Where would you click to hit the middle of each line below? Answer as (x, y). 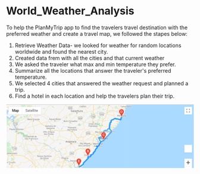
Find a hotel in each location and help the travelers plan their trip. (94, 96)
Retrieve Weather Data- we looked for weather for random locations (98, 45)
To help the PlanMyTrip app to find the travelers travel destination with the (97, 27)
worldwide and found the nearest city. (61, 51)
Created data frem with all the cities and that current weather (90, 58)
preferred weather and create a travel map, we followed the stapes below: (97, 33)
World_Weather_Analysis (71, 11)
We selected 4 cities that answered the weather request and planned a (101, 83)
